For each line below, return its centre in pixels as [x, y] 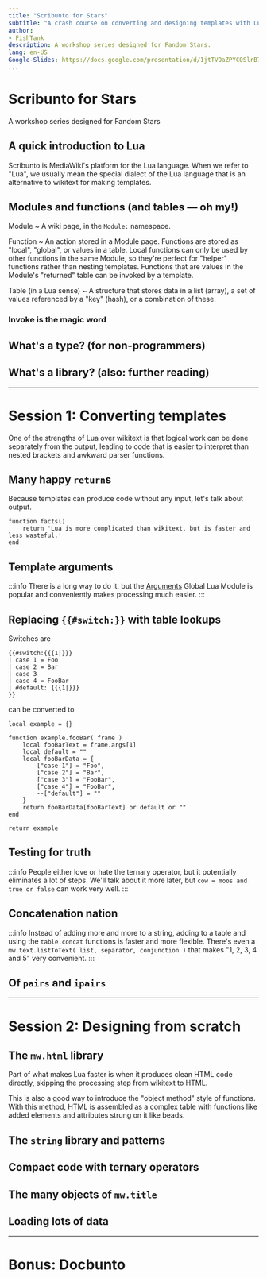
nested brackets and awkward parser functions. [87, 454]
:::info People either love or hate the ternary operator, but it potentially [122, 871]
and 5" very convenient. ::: [52, 958]
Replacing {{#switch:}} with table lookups [114, 619]
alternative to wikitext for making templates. [80, 182]
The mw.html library [56, 1055]
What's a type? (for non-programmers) [107, 345]
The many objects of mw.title [83, 1194]
